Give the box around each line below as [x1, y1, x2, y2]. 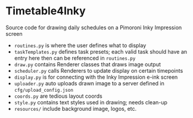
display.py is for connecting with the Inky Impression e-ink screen [14, 73, 178, 80]
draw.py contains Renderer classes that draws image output [14, 61, 161, 68]
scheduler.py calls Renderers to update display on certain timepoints [14, 67, 183, 74]
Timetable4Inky [5, 4, 86, 18]
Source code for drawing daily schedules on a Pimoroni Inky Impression [5, 24, 182, 31]
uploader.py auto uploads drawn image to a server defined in [14, 79, 164, 87]
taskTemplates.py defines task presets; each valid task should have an [14, 48, 188, 55]
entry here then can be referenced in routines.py [14, 54, 136, 61]
